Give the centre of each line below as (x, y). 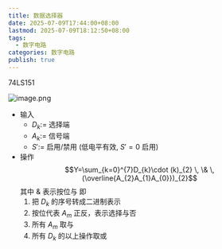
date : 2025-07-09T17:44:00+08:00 (64, 23)
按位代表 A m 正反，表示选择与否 (84, 214)
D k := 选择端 (51, 125)
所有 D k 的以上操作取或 (69, 237)
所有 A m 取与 (53, 225)
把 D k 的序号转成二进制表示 (76, 202)
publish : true (32, 60)
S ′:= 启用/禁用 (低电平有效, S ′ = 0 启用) (95, 147)
